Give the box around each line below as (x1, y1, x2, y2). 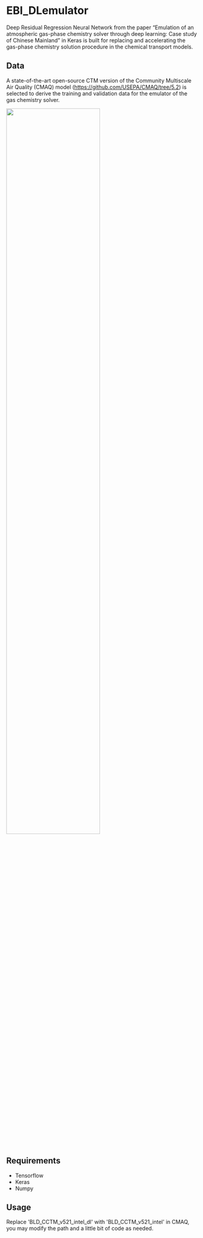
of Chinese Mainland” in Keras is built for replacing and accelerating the (6, 36, 186, 44)
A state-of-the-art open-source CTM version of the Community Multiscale (6, 77, 192, 84)
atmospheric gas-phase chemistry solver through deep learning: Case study (6, 30, 197, 37)
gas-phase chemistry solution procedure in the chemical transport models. (6, 43, 193, 50)
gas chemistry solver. (6, 96, 60, 103)
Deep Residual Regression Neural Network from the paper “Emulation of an (6, 24, 194, 31)
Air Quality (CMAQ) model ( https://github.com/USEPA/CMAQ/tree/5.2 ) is (6, 83, 187, 91)
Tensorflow (15, 1172, 44, 1179)
